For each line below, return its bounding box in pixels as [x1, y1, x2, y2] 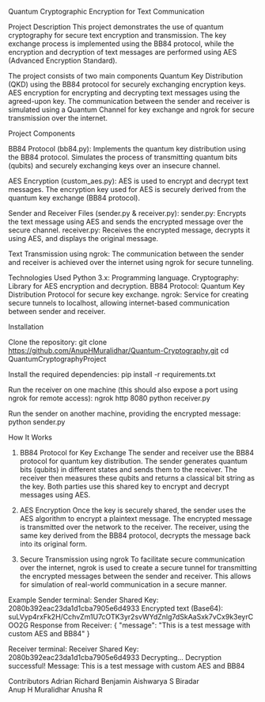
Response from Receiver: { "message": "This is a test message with [30, 620, 251, 630]
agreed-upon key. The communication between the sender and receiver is [8, 97, 251, 105]
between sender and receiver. [8, 307, 106, 316]
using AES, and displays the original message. [8, 234, 159, 243]
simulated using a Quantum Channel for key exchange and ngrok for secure [8, 105, 255, 114]
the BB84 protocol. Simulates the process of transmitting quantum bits [8, 152, 238, 162]
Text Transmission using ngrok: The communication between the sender [8, 249, 244, 259]
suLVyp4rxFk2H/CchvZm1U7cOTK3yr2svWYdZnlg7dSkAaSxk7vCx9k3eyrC [8, 612, 254, 621]
